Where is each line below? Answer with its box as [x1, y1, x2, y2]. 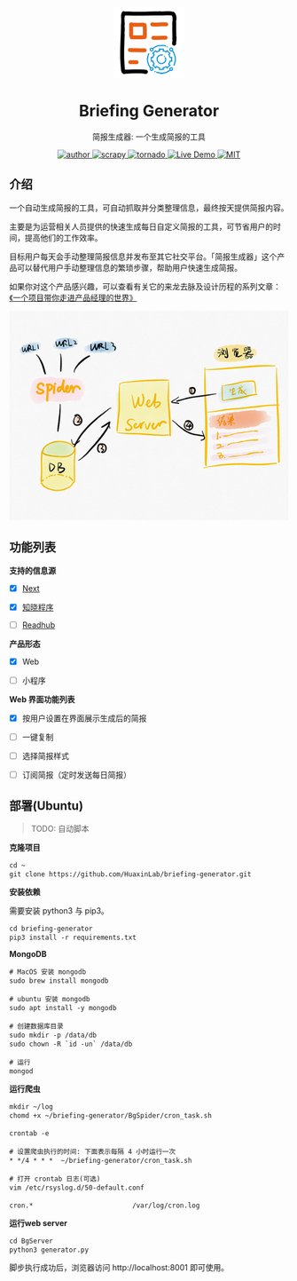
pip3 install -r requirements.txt [9, 933, 137, 942]
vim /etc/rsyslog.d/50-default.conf [9, 1183, 145, 1192]
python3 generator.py [9, 1245, 90, 1254]
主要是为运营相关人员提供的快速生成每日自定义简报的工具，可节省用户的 [9, 221, 273, 232]
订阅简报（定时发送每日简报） [21, 770, 131, 780]
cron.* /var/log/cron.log [9, 1201, 200, 1210]
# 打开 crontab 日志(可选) [9, 1174, 101, 1183]
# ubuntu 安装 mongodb [9, 994, 90, 1003]
